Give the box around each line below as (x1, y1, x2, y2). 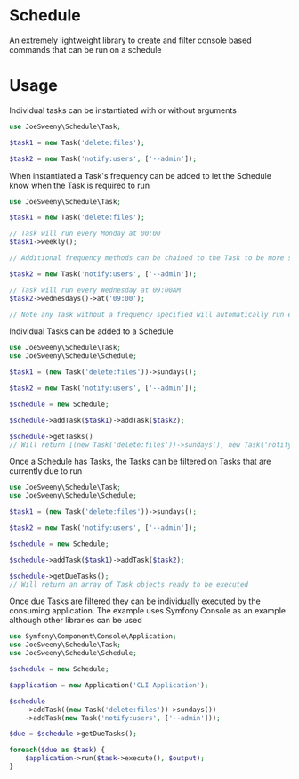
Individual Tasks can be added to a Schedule (9, 326, 174, 337)
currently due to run (9, 466, 83, 476)
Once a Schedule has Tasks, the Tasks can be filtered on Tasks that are (9, 456, 271, 467)
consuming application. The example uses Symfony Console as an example (9, 605, 287, 616)
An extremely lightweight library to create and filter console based (9, 35, 252, 45)
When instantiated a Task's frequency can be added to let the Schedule (9, 170, 271, 181)
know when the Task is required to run (9, 180, 149, 191)
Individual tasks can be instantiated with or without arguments (9, 104, 238, 116)
